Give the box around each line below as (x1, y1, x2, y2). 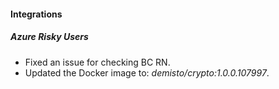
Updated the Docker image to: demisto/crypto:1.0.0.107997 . (24, 66, 270, 79)
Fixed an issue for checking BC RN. (24, 56, 171, 68)
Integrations (10, 8, 63, 20)
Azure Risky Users (10, 31, 89, 43)
